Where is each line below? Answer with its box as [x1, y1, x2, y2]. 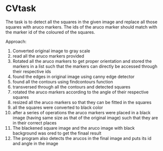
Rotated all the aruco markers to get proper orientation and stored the [12, 58, 152, 64]
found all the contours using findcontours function [12, 78, 113, 85]
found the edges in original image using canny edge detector [12, 74, 135, 79]
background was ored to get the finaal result [12, 130, 101, 136]
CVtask [5, 3, 36, 14]
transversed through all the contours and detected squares [12, 84, 130, 90]
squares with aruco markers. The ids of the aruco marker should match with [5, 24, 157, 30]
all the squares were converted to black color [12, 105, 103, 110]
